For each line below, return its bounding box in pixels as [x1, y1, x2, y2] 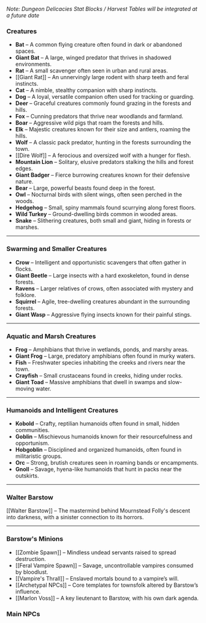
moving [15, 385, 35, 392]
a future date [6, 12, 40, 19]
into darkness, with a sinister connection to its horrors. [6, 514, 144, 521]
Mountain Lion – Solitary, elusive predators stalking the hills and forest [15, 158, 194, 166]
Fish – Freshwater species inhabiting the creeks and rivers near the [15, 358, 186, 366]
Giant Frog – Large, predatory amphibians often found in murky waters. [15, 352, 196, 360]
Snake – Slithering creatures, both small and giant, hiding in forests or [15, 217, 192, 225]
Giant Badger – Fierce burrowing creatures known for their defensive [15, 171, 190, 179]
